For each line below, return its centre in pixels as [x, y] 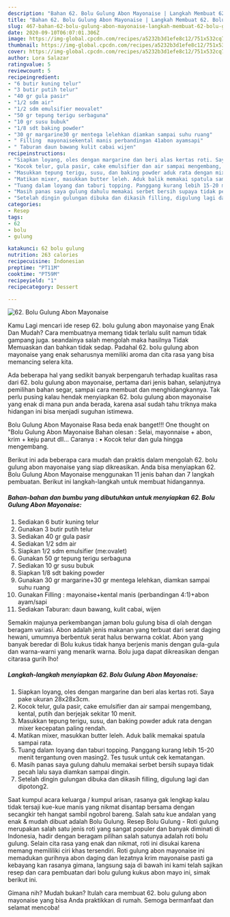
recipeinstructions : [37, 154]
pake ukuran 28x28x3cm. [54, 699]
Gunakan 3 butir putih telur [55, 529]
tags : [15, 217]
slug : [15, 26]
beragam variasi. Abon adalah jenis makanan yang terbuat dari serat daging [114, 630]
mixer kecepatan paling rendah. [62, 728]
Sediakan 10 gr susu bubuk [56, 566]
